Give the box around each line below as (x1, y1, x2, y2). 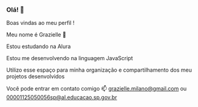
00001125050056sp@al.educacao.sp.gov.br (6, 94, 117, 101)
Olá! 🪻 (6, 5, 24, 14)
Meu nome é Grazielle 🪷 (6, 31, 67, 38)
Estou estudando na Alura (6, 43, 71, 50)
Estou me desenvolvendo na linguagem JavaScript (6, 55, 133, 62)
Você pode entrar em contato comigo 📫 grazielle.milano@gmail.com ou (6, 85, 187, 92)
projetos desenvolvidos (6, 73, 65, 80)
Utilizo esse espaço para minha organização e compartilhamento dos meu (6, 66, 193, 74)
